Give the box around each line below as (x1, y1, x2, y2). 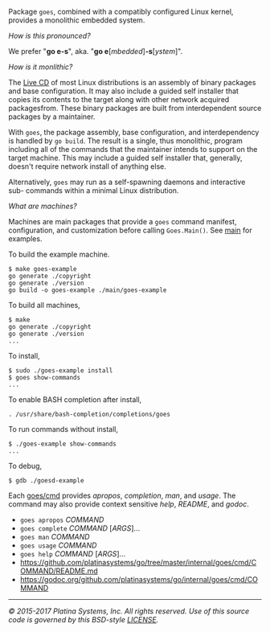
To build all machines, (8, 301, 80, 310)
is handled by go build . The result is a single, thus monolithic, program (8, 136, 243, 146)
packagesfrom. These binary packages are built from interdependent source (8, 104, 262, 113)
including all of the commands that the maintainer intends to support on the (8, 145, 258, 154)
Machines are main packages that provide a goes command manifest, (8, 217, 237, 226)
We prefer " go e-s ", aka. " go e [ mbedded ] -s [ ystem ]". (8, 47, 183, 55)
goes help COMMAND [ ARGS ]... (19, 549, 126, 558)
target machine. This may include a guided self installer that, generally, (8, 153, 243, 162)
